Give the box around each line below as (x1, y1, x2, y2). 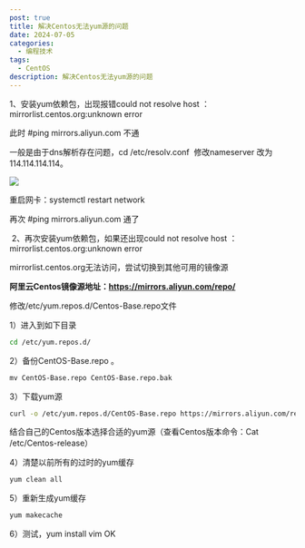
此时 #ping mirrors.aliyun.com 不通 (9, 127, 140, 138)
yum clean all (9, 475, 64, 484)
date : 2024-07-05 (9, 30, 75, 39)
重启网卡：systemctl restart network (9, 194, 145, 205)
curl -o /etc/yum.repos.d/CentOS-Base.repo (9, 409, 177, 418)
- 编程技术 (17, 47, 54, 56)
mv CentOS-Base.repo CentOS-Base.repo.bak (9, 373, 172, 382)
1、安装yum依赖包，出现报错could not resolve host (9, 98, 200, 109)
